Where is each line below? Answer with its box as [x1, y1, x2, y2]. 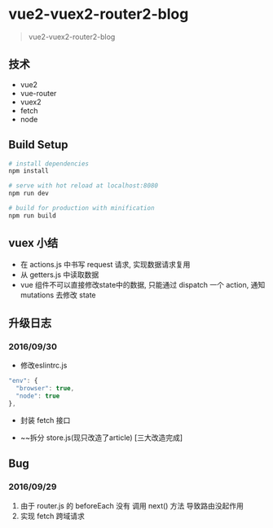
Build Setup [8, 138, 68, 152]
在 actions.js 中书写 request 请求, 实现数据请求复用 [20, 259, 191, 269]
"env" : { [8, 376, 38, 385]
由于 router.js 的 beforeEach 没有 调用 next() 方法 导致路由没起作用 [20, 500, 244, 510]
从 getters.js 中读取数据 [20, 270, 99, 279]
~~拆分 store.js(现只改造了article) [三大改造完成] [20, 433, 183, 442]
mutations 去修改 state [20, 290, 96, 300]
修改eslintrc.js [20, 360, 68, 371]
